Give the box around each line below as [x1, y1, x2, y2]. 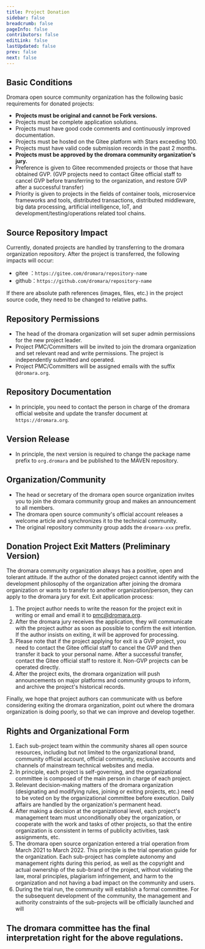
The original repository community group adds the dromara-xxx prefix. [15, 523, 192, 531]
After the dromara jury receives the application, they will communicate [15, 618, 193, 626]
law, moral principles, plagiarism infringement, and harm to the [15, 872, 173, 880]
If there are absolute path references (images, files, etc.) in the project [6, 290, 184, 297]
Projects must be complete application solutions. [15, 118, 138, 126]
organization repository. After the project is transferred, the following [6, 250, 180, 258]
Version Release [6, 434, 70, 445]
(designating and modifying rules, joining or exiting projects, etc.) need [15, 788, 194, 795]
